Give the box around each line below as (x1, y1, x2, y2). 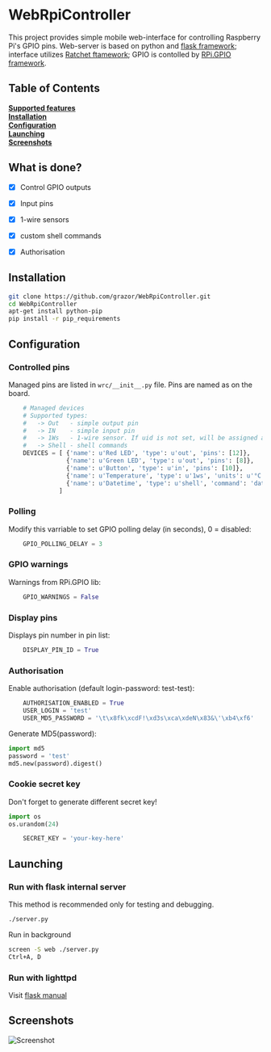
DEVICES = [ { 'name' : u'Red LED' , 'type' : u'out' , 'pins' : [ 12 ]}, (23, 449, 251, 457)
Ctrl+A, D (8, 953, 42, 961)
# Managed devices (23, 404, 85, 412)
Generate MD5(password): (8, 729, 97, 739)
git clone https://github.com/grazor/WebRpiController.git (8, 292, 211, 301)
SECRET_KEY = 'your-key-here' (23, 835, 125, 843)
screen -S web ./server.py (8, 945, 99, 953)
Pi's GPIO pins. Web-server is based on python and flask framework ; (8, 40, 237, 50)
